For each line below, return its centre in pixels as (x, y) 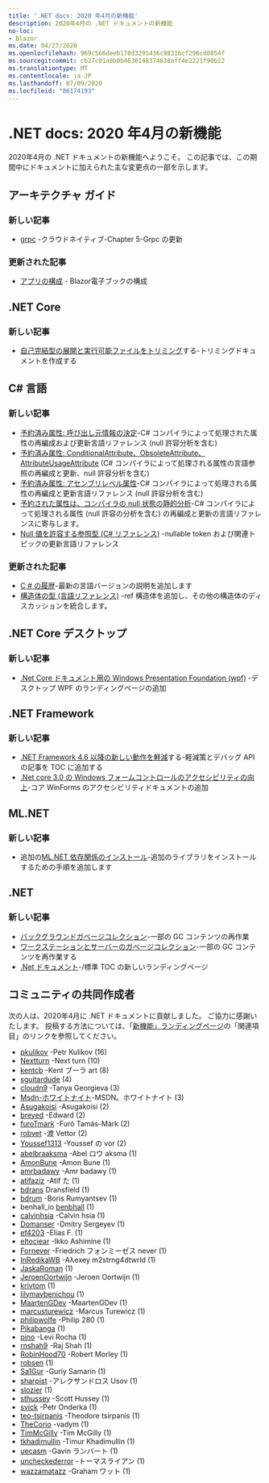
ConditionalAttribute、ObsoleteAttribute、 (136, 453)
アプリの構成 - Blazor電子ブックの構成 (83, 281)
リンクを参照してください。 (75, 1036)
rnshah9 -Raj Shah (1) (56, 1345)
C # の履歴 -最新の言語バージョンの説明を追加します (106, 585)
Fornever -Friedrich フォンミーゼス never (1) (93, 1251)
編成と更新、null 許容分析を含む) (96, 473)
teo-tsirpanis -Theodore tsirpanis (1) (80, 1415)
